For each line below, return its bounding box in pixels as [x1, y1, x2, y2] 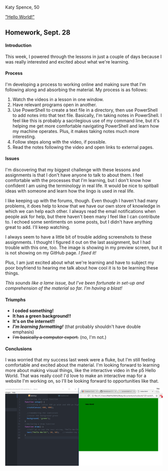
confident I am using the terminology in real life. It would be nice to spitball [5, 182, 159, 188]
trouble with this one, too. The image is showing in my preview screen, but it [5, 244, 162, 250]
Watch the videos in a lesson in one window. [12, 96, 104, 102]
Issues [5, 155, 19, 161]
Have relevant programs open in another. [12, 101, 97, 107]
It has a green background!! [12, 313, 71, 319]
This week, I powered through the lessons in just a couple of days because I [5, 53, 162, 59]
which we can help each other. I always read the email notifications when [5, 208, 156, 214]
